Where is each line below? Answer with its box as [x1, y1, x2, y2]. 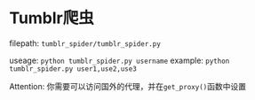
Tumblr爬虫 [9, 8, 95, 28]
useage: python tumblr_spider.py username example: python [9, 55, 230, 65]
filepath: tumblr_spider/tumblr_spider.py [9, 37, 162, 49]
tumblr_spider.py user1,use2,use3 [9, 64, 138, 73]
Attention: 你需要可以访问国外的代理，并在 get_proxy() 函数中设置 [9, 81, 247, 91]
